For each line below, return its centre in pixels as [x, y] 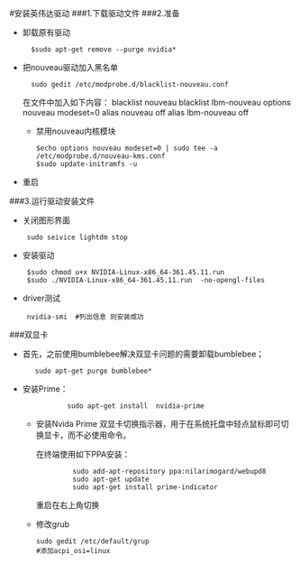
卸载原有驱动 [46, 32]
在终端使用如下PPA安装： [83, 454]
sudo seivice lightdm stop [77, 237]
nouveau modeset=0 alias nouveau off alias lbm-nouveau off [136, 112]
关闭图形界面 [46, 220]
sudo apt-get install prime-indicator [145, 487]
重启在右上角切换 [68, 505]
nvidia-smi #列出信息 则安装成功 [85, 317]
